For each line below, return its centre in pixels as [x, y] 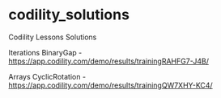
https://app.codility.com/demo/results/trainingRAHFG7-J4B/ [108, 61]
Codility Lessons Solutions [53, 37]
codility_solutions [69, 15]
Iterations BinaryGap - [45, 52]
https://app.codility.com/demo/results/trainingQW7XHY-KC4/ [110, 85]
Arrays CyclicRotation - [47, 76]
